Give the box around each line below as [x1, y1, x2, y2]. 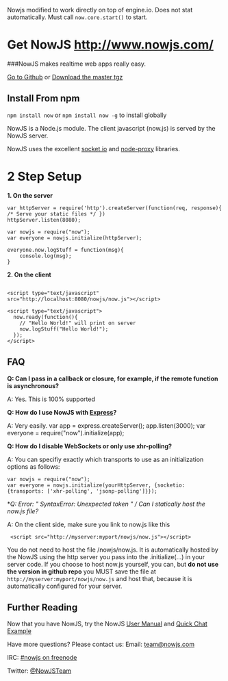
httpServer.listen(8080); [7, 216, 81, 223]
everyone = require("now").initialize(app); [7, 428, 125, 437]
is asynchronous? [7, 381, 60, 389]
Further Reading [7, 602, 78, 613]
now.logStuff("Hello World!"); [19, 325, 109, 333]
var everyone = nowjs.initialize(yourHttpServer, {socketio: [7, 482, 186, 489]
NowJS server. [7, 131, 49, 140]
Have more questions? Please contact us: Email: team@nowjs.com [7, 640, 195, 649]
